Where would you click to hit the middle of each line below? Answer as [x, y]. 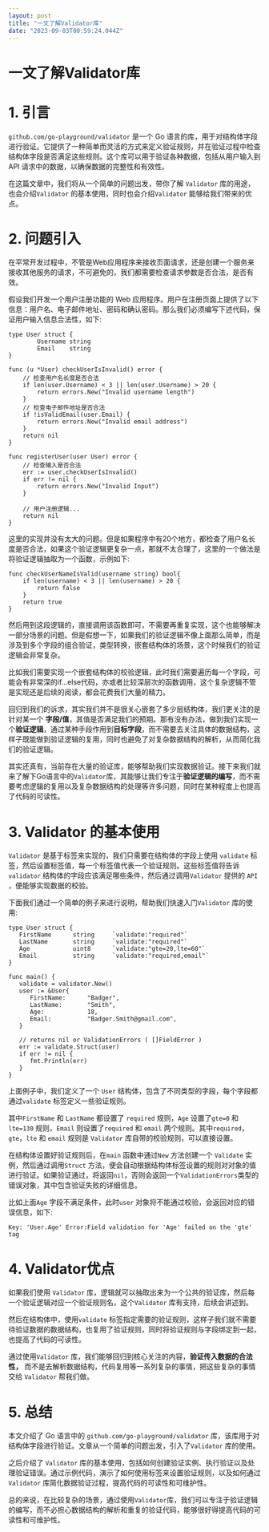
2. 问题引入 [45, 238]
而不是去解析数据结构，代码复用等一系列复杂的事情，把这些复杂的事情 [140, 1367]
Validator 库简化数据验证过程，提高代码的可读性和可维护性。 [110, 1483]
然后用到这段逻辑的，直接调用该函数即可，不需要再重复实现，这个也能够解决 [134, 625]
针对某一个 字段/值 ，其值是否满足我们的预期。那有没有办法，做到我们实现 [130, 719]
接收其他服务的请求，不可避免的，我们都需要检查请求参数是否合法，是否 [127, 273]
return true [42, 602]
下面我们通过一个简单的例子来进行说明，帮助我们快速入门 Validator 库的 [127, 903]
